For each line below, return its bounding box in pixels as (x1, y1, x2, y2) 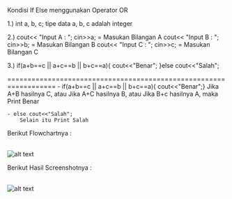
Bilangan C (7, 48, 38, 56)
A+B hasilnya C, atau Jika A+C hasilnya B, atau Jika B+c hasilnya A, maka (7, 90, 218, 98)
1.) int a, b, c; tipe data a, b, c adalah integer (7, 20, 133, 27)
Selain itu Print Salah (20, 117, 89, 124)
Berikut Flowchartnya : (7, 129, 72, 137)
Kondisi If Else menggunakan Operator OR (7, 6, 128, 14)
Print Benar (7, 97, 40, 105)
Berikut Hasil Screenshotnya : (7, 163, 92, 172)
